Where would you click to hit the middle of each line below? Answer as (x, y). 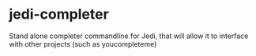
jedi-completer (59, 14)
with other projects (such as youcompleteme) (83, 44)
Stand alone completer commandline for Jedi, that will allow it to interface (129, 36)
